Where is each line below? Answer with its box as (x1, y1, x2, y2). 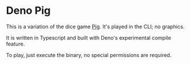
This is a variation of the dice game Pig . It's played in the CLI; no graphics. (6, 23, 185, 30)
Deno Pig (6, 4, 51, 17)
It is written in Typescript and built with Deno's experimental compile (6, 34, 171, 41)
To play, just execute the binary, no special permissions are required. (6, 51, 172, 58)
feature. (6, 40, 25, 47)
